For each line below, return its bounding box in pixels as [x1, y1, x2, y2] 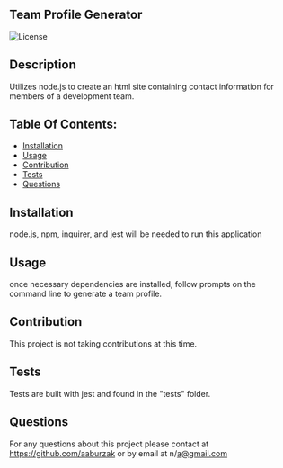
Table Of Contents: [9, 117, 118, 132]
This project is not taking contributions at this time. [9, 337, 198, 349]
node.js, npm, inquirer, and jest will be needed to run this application [9, 229, 262, 239]
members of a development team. [9, 90, 135, 102]
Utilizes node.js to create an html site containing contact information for [9, 81, 274, 92]
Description [9, 58, 76, 73]
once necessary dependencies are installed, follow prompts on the [9, 279, 256, 290]
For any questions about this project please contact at [9, 438, 209, 449]
